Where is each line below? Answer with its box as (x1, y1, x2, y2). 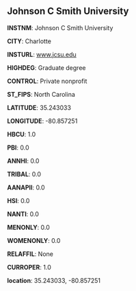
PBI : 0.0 (7, 143, 29, 152)
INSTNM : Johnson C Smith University (7, 23, 113, 32)
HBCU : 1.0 (7, 130, 36, 138)
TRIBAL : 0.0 (7, 170, 42, 178)
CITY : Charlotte (7, 37, 51, 45)
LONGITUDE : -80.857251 (7, 117, 78, 125)
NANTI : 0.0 (7, 209, 40, 218)
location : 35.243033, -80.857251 (7, 276, 101, 284)
